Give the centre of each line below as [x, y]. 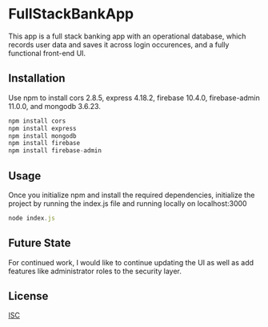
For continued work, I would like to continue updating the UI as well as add [131, 262]
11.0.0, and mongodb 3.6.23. [55, 106]
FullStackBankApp [71, 14]
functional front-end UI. [47, 53]
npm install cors [37, 121]
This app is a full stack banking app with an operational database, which [127, 36]
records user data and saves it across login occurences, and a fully [119, 44]
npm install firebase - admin [55, 151]
